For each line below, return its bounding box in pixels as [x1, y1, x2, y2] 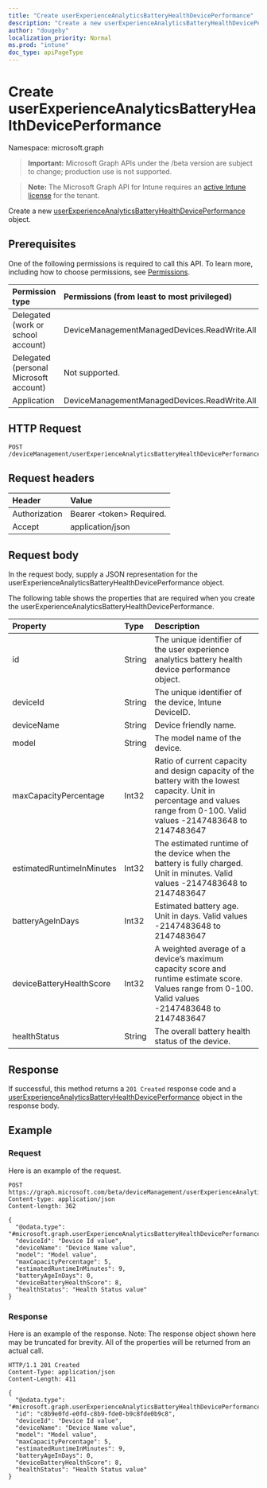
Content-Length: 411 [8, 1375, 77, 1383]
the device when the [154, 848, 230, 859]
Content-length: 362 [8, 1202, 77, 1210]
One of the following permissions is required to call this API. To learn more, [8, 258, 253, 268]
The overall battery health [154, 1026, 251, 1037]
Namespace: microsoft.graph [8, 142, 104, 152]
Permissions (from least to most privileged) [63, 291, 233, 302]
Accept [12, 522, 40, 533]
